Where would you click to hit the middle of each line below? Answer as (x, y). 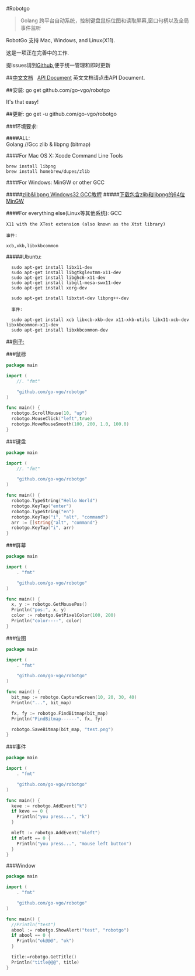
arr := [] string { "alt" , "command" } (55, 523)
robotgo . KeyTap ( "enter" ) (41, 506)
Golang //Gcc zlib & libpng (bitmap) (48, 144)
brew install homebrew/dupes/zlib (48, 172)
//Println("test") (34, 924)
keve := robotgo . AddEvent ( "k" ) (49, 806)
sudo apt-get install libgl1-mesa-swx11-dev (66, 283)
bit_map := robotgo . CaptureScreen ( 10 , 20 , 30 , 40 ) (74, 697)
